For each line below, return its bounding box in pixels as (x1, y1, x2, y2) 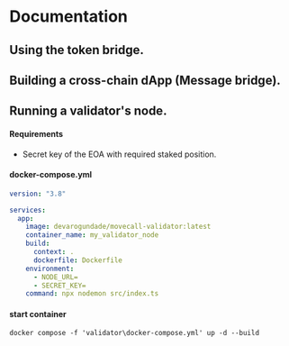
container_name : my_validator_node (25, 231, 159, 240)
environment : (25, 264, 75, 273)
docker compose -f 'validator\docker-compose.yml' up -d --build (9, 329, 259, 338)
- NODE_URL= (32, 272, 78, 281)
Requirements (9, 128, 64, 139)
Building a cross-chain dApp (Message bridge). (9, 72, 281, 87)
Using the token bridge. (9, 42, 144, 58)
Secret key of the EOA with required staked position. (22, 149, 217, 159)
